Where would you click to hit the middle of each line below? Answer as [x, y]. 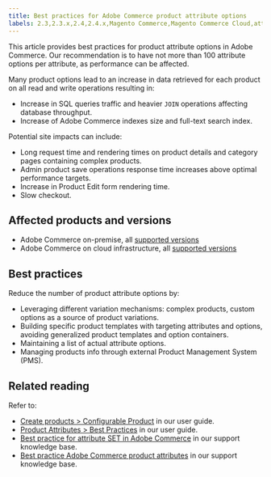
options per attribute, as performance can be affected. [99, 63]
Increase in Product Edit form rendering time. [95, 186]
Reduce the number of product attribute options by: [94, 293]
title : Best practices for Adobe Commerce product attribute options [128, 16]
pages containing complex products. [81, 160]
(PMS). [31, 361]
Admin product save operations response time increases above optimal [138, 169]
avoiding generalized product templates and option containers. [124, 335]
